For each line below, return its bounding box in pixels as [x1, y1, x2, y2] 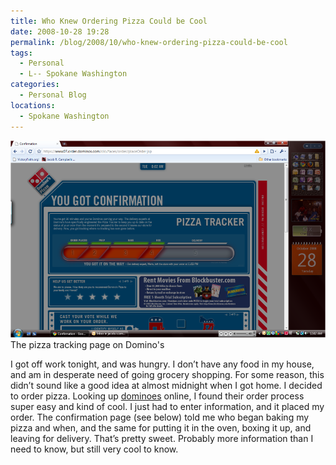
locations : [10, 100, 56, 110]
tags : [10, 48, 33, 58]
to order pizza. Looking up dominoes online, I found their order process [10, 390, 305, 402]
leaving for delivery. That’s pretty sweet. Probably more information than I [10, 433, 314, 444]
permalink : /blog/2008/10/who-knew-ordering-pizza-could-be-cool [10, 37, 288, 47]
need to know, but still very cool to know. [10, 443, 179, 455]
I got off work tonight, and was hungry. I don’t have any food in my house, [10, 358, 315, 370]
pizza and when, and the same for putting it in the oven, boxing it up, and [10, 422, 312, 434]
